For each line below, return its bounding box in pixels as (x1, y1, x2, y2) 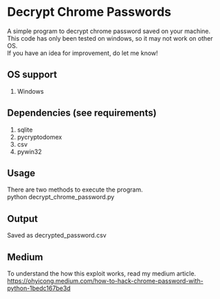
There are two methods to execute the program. (7, 185, 143, 194)
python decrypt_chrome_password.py (7, 193, 115, 201)
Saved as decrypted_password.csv (7, 231, 107, 240)
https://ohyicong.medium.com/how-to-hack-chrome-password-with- (7, 277, 204, 285)
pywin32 (16, 147, 43, 156)
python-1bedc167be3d (7, 284, 71, 292)
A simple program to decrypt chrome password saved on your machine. (7, 27, 211, 35)
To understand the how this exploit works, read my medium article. (7, 269, 197, 278)
